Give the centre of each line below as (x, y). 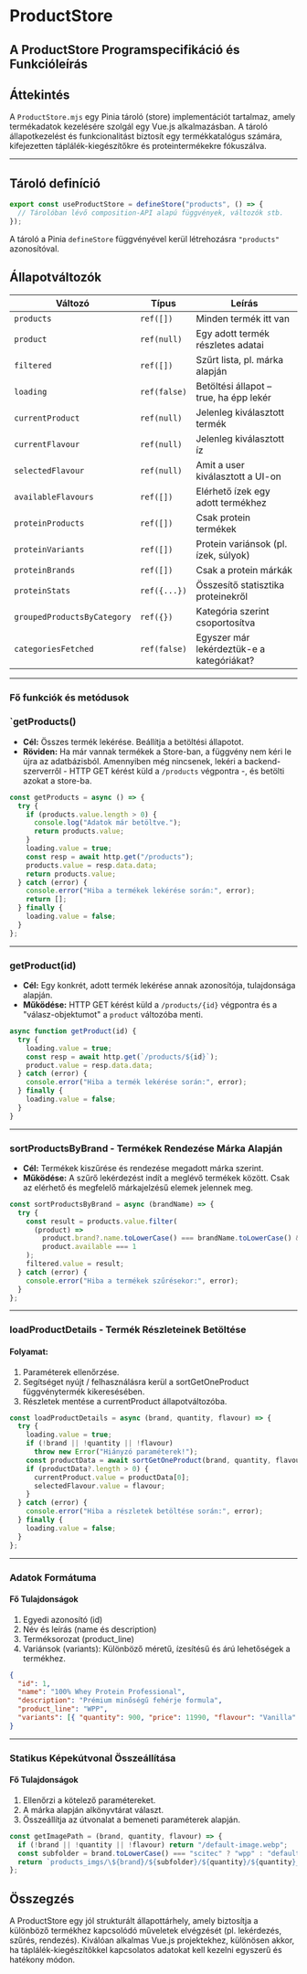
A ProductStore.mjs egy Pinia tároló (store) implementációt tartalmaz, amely (153, 117)
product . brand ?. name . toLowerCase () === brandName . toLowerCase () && (173, 1238)
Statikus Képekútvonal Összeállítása (93, 1758)
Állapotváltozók (56, 277)
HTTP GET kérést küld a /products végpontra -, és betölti (177, 771)
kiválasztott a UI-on (238, 476)
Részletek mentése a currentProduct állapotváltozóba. (125, 1401)
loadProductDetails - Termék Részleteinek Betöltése (128, 1329)
